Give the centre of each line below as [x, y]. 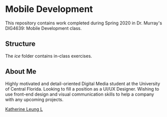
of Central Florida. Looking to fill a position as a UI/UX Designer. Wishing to [82, 89]
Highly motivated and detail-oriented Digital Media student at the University [83, 84]
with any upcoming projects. [34, 99]
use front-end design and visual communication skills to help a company [80, 94]
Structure [20, 44]
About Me [21, 71]
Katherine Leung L [24, 109]
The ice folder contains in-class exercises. [49, 56]
